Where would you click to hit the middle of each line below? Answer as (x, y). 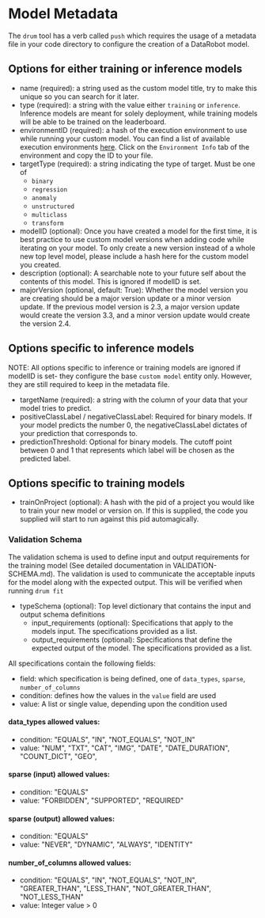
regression (49, 190)
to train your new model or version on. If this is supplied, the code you (134, 510)
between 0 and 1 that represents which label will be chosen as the (127, 450)
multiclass (49, 214)
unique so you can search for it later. (79, 97)
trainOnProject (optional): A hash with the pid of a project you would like (137, 503)
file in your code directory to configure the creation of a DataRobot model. (129, 44)
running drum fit (36, 590)
